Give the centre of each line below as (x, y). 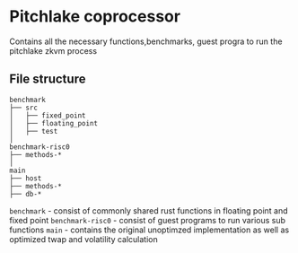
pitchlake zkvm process (53, 50)
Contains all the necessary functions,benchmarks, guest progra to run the (146, 41)
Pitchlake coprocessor (95, 17)
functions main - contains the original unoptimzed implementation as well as (149, 230)
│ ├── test (34, 131)
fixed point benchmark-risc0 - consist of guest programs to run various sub (147, 220)
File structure (48, 79)
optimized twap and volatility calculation (84, 239)
